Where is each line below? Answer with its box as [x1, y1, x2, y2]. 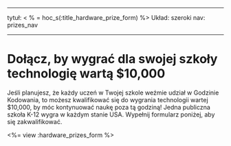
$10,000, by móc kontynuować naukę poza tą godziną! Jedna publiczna [7, 103, 211, 111]
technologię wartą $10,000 [7, 66, 166, 82]
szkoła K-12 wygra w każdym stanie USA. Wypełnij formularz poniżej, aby [7, 110, 215, 119]
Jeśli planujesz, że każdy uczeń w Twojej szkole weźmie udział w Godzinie [7, 88, 219, 97]
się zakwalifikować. [7, 117, 63, 125]
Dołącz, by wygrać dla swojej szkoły [7, 51, 218, 67]
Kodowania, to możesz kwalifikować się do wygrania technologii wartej [7, 95, 208, 104]
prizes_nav [7, 21, 38, 29]
